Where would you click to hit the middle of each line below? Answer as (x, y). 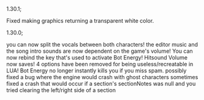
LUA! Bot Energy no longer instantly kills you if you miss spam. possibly (96, 71)
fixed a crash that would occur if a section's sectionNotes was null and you (101, 83)
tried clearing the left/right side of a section (61, 90)
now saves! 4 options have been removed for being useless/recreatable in (100, 64)
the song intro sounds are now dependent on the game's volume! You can (100, 51)
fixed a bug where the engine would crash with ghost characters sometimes (102, 77)
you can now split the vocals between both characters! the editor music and (102, 44)
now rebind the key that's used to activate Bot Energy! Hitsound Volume (97, 57)
